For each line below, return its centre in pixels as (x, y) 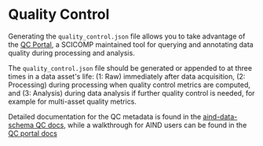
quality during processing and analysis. (71, 53)
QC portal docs (33, 133)
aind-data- (220, 116)
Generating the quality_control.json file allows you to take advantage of (127, 36)
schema (21, 125)
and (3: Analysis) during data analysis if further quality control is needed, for (131, 93)
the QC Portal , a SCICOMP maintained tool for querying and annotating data (131, 44)
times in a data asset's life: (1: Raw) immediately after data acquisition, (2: (127, 76)
